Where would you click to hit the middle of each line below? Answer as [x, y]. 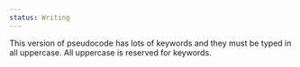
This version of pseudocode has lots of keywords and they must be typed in [150, 43]
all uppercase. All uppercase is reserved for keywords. [110, 52]
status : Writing [40, 17]
